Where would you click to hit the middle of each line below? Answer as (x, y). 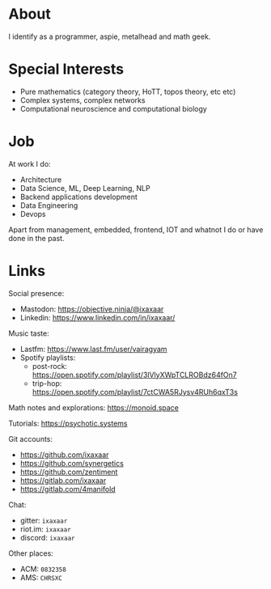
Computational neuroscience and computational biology (114, 108)
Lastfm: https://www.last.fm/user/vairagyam (93, 349)
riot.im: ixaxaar (45, 529)
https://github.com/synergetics (72, 463)
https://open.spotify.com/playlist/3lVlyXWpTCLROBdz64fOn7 (134, 375)
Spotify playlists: (48, 358)
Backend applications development (78, 197)
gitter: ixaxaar (44, 520)
